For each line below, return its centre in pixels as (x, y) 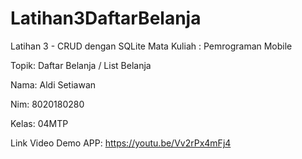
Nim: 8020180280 (47, 104)
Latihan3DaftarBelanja (106, 18)
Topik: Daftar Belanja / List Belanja (81, 65)
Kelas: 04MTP (39, 123)
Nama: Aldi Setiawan (53, 84)
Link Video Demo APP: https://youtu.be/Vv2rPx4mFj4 (121, 143)
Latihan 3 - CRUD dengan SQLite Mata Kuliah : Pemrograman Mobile (151, 46)
